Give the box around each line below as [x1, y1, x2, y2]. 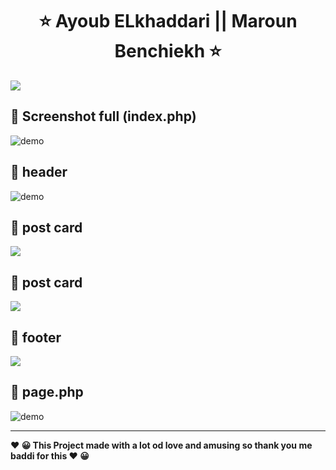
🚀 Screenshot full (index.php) [10, 108, 197, 125]
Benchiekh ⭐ [114, 40, 222, 63]
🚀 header [10, 164, 68, 181]
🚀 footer [10, 329, 62, 346]
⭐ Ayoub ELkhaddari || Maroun [38, 10, 298, 33]
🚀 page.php [10, 384, 84, 401]
